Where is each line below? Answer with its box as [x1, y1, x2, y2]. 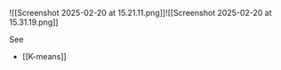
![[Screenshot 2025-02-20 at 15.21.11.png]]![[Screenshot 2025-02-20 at [9, 8, 273, 18]
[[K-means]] [21, 51, 67, 61]
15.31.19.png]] [9, 17, 60, 27]
